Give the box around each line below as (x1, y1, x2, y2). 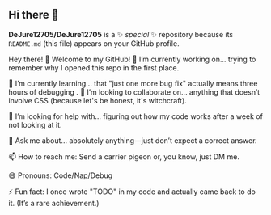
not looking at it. (8, 120, 62, 129)
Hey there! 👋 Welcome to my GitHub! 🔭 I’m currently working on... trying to (8, 54, 256, 64)
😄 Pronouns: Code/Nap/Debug (8, 171, 113, 180)
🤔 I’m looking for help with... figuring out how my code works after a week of (8, 111, 263, 121)
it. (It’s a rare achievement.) (8, 198, 100, 208)
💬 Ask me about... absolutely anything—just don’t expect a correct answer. (8, 135, 257, 145)
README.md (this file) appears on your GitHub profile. (8, 38, 180, 48)
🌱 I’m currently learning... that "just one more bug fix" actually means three (8, 78, 258, 88)
